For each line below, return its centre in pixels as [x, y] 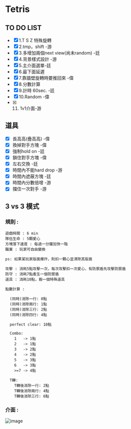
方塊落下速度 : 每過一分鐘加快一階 [36, 244]
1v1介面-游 [30, 108]
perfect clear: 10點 [30, 325]
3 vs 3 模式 [22, 206]
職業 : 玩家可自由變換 [25, 250]
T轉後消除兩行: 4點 [32, 391]
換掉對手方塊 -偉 [29, 145]
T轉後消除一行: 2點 [32, 386]
